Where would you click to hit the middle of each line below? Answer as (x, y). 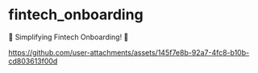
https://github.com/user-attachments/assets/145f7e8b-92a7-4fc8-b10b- (129, 52)
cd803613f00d (33, 61)
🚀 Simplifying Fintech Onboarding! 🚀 (69, 37)
